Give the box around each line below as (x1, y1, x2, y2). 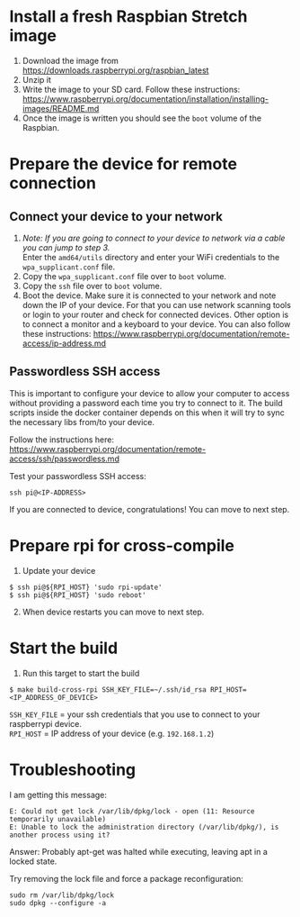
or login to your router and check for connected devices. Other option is (22, 309, 289, 320)
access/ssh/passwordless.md (9, 453, 119, 464)
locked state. (9, 856, 57, 867)
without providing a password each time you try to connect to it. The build (9, 397, 283, 408)
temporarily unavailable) (9, 814, 106, 823)
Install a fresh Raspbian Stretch (9, 6, 248, 27)
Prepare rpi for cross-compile (9, 535, 235, 556)
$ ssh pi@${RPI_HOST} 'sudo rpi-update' (9, 583, 163, 592)
